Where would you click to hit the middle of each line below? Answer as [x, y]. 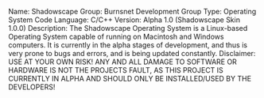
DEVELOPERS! [32, 87]
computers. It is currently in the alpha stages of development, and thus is [128, 45]
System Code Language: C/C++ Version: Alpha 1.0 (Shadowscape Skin [124, 20]
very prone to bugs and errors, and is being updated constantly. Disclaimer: [132, 53]
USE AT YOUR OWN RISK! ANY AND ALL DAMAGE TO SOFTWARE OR [122, 62]
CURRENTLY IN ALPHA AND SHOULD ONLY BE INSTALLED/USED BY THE [130, 79]
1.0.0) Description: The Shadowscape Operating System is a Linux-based [128, 28]
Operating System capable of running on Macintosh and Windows [116, 36]
